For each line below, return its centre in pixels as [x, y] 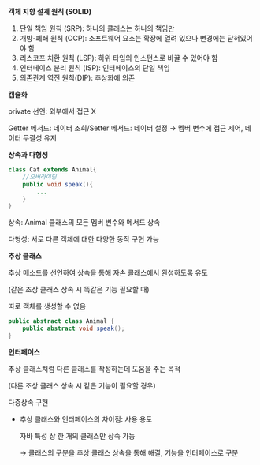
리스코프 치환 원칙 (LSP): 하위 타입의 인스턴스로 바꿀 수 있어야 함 [119, 58]
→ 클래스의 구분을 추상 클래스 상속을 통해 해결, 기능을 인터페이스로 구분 [129, 452]
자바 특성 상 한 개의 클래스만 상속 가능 [77, 436]
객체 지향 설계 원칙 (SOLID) [50, 11]
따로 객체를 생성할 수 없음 [47, 306]
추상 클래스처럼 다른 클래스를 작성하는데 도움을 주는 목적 [95, 369]
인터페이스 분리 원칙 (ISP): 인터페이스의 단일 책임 [95, 68]
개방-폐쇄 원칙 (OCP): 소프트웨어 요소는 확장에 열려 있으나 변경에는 [123, 38]
